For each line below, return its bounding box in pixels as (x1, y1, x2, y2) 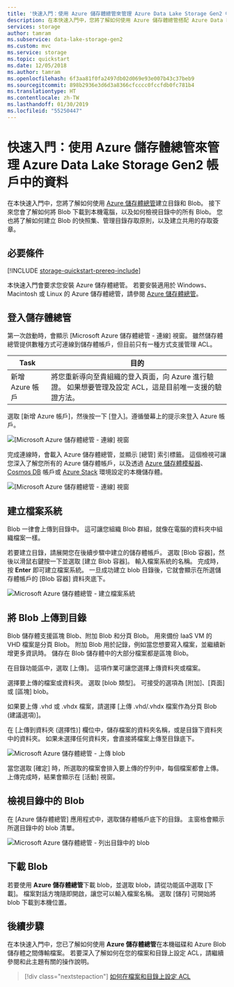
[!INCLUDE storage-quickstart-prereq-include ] (7, 266, 141, 275)
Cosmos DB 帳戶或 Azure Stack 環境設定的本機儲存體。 (7, 468, 167, 476)
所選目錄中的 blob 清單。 (7, 823, 79, 832)
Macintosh (7, 289, 38, 298)
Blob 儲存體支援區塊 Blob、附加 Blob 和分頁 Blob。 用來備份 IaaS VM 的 (7, 632, 212, 640)
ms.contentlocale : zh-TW (7, 95, 79, 102)
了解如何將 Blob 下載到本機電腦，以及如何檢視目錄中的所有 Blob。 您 (25, 207, 223, 216)
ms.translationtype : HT (7, 88, 77, 95)
